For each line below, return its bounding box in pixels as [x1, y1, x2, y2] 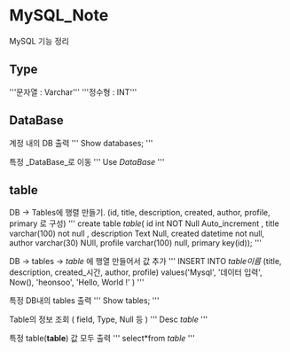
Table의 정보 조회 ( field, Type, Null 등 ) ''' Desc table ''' [9, 314, 208, 325]
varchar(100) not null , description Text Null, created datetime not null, [9, 228, 265, 239]
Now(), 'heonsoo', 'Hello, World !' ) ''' [9, 277, 145, 288]
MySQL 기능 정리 [9, 35, 69, 46]
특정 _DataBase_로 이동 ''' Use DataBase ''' [9, 156, 165, 167]
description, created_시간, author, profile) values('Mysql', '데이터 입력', [9, 267, 263, 278]
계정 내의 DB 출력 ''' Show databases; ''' [9, 137, 153, 148]
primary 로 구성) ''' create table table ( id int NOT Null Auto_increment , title [9, 218, 279, 229]
